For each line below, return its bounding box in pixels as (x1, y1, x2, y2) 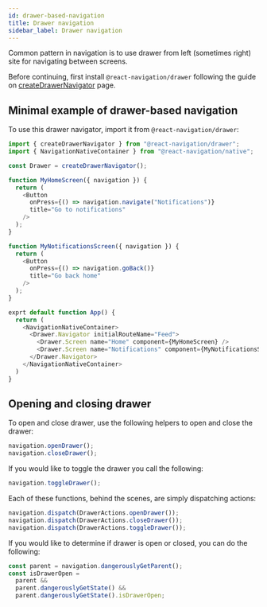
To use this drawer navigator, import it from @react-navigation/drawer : (8, 125, 239, 134)
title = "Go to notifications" (29, 206, 126, 214)
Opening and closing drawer (8, 397, 152, 411)
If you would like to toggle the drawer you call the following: (8, 464, 204, 473)
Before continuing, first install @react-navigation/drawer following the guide (8, 72, 257, 82)
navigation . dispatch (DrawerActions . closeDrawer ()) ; (8, 516, 183, 524)
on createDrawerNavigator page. (8, 80, 116, 90)
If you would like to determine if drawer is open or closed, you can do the (8, 538, 248, 547)
